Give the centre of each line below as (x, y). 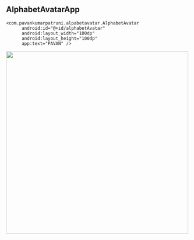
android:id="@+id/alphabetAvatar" (64, 28)
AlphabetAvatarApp (43, 10)
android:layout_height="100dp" (59, 38)
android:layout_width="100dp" (58, 33)
